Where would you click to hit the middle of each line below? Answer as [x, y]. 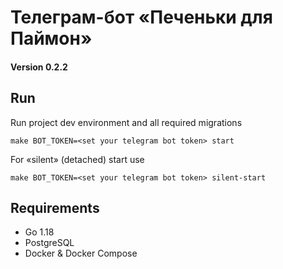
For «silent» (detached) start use [77, 159]
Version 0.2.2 [39, 67]
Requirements [55, 207]
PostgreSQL [49, 243]
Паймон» [51, 38]
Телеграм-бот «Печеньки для [141, 17]
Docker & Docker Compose [81, 253]
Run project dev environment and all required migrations [126, 122]
